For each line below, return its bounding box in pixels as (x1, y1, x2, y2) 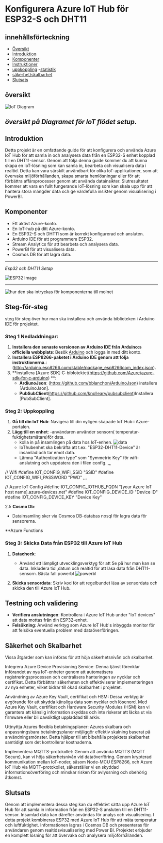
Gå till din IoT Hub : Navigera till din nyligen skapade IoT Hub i (12, 419, 135, 425)
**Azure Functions (5, 528, 43, 533)
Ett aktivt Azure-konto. (12, 220, 57, 226)
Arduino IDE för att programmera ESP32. (12, 236, 93, 242)
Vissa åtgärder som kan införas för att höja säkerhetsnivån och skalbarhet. (5, 654, 154, 661)
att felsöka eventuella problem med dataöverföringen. (12, 628, 120, 633)
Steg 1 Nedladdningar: (5, 333, 59, 340)
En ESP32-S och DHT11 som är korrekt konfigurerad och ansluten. (12, 231, 144, 236)
